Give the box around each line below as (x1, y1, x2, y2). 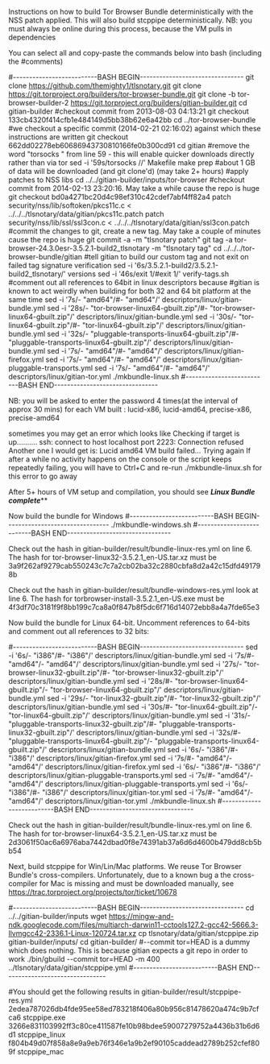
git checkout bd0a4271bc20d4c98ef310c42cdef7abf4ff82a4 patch (8, 193, 231, 201)
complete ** (8, 495, 48, 505)
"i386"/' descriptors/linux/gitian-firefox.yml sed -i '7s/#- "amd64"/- (8, 753, 232, 763)
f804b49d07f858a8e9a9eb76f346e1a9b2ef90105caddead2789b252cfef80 (8, 1038, 260, 1048)
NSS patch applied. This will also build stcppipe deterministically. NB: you (8, 15, 252, 25)
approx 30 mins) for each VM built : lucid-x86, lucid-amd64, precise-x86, (8, 404, 252, 414)
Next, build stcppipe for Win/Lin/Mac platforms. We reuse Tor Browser (8, 862, 242, 871)
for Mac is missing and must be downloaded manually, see (39, 879, 235, 888)
